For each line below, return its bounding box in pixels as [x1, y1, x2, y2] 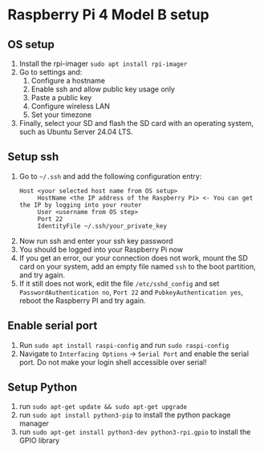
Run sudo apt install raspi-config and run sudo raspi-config [18, 340, 229, 350]
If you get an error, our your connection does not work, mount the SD [18, 253, 248, 262]
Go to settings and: [18, 67, 83, 77]
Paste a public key [30, 93, 92, 102]
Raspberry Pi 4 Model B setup [7, 6, 209, 24]
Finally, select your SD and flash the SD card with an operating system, [18, 119, 254, 127]
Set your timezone [30, 110, 92, 119]
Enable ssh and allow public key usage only [30, 84, 176, 94]
